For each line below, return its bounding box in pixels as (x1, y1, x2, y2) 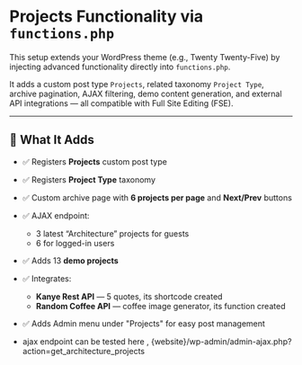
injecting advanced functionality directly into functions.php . (9, 61, 231, 72)
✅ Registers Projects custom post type (22, 156, 168, 167)
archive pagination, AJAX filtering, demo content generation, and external (9, 88, 282, 99)
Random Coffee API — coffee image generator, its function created (35, 300, 286, 311)
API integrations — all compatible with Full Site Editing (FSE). (9, 97, 234, 109)
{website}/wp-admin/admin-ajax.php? (151, 335, 292, 347)
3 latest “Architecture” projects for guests (35, 227, 190, 239)
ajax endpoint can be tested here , (22, 335, 150, 347)
